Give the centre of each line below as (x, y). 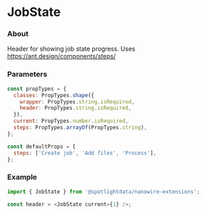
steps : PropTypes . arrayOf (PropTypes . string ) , (80, 128)
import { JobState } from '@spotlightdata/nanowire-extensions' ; (103, 192)
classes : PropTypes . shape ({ (54, 95)
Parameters (27, 74)
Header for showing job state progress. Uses (71, 49)
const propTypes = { (37, 89)
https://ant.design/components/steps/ (61, 56)
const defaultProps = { (42, 147)
